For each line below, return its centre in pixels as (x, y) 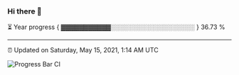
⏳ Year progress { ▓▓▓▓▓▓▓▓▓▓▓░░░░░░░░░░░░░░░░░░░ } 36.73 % (116, 27)
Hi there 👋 (25, 11)
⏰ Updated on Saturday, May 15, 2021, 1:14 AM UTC (83, 50)
